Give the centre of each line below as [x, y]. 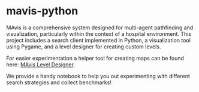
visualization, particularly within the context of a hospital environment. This [99, 33]
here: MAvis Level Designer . [40, 65]
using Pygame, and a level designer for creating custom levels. [84, 47]
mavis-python [42, 11]
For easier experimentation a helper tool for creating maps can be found [95, 58]
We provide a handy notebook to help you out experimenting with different [98, 76]
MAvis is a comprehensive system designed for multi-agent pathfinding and [100, 27]
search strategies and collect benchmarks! [59, 82]
